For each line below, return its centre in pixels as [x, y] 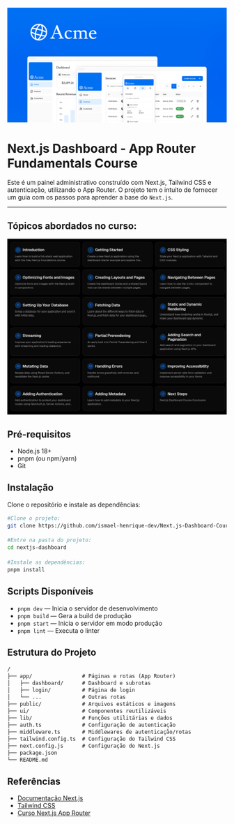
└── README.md [28, 760]
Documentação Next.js [50, 798]
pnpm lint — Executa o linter [58, 630]
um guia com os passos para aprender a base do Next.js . [90, 197]
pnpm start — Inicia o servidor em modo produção [89, 623]
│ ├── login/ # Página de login [71, 690]
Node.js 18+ [34, 451]
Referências [34, 781]
